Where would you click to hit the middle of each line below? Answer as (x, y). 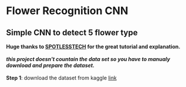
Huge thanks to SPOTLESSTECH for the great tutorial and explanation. (93, 46)
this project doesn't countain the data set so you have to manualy (88, 59)
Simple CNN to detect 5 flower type (72, 33)
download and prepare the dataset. (50, 65)
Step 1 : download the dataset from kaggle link (62, 78)
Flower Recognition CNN (67, 11)
